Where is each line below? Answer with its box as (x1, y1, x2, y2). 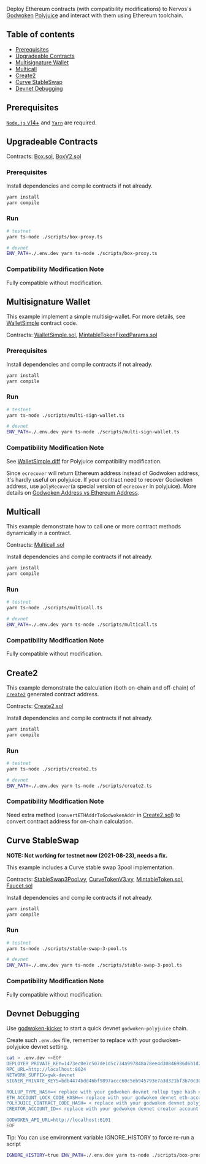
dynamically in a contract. (6, 530, 72, 537)
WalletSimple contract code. (6, 319, 78, 327)
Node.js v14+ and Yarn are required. (6, 119, 97, 126)
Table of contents (6, 29, 75, 40)
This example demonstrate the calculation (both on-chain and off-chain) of (6, 684, 196, 691)
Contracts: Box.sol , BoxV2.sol (6, 153, 82, 160)
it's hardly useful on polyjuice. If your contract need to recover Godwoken (6, 476, 193, 483)
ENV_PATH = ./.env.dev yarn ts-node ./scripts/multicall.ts (6, 622, 158, 628)
